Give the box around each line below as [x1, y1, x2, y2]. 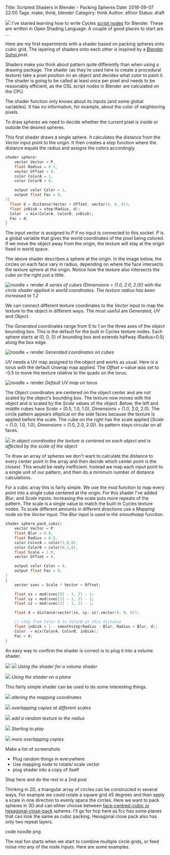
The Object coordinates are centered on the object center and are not [5, 390, 151, 396]
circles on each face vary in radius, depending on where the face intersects [5, 261, 163, 267]
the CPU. [5, 88, 24, 94]
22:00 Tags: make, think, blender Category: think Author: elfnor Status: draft [5, 10, 165, 16]
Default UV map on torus [45, 379, 97, 386]
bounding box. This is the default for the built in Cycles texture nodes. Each [5, 329, 163, 335]
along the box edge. [5, 339, 47, 345]
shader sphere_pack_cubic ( [5, 521, 62, 526]
